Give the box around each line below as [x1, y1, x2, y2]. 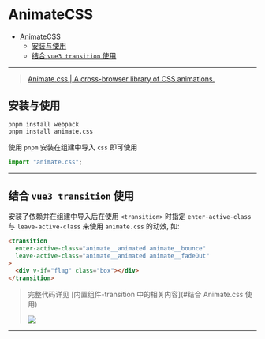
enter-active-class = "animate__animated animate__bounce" [15, 245, 207, 253]
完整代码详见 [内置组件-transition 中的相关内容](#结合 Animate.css [27, 289, 244, 299]
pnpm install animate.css [8, 127, 93, 135]
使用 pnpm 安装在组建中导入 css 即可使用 [8, 142, 138, 152]
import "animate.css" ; [8, 158, 83, 166]
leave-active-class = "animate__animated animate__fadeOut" [15, 252, 211, 260]
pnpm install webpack [8, 120, 80, 128]
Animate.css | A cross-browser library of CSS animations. [27, 73, 215, 84]
